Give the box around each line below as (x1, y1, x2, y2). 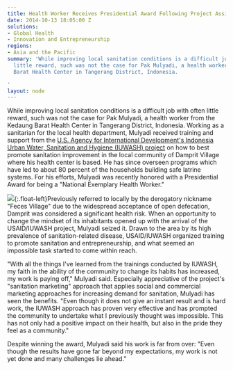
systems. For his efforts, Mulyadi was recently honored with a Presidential (7, 173, 218, 182)
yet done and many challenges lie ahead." (7, 355, 127, 363)
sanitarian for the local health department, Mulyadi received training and (7, 129, 214, 137)
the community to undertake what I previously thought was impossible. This (7, 312, 224, 320)
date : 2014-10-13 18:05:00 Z (7, 17, 92, 24)
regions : (7, 42, 33, 49)
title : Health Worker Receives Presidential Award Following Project (7, 10, 213, 17)
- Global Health (7, 29, 54, 37)
